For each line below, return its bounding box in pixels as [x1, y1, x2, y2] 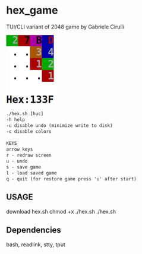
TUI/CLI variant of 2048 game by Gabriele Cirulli [6, 23, 125, 30]
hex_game [6, 4, 58, 17]
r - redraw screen [6, 152, 52, 158]
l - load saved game [6, 170, 58, 176]
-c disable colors [6, 128, 52, 134]
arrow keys [6, 146, 33, 152]
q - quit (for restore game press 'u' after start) [6, 176, 137, 182]
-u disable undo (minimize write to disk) [6, 122, 113, 128]
